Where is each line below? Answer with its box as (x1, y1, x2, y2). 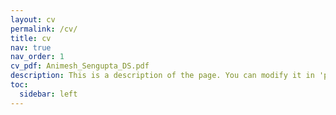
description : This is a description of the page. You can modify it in (10, 71, 315, 81)
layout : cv (10, 14, 56, 25)
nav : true (10, 42, 52, 53)
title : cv (10, 33, 52, 43)
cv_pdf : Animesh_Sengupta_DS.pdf (10, 61, 150, 71)
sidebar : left (19, 89, 78, 99)
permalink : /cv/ (10, 24, 78, 34)
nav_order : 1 (10, 52, 65, 62)
